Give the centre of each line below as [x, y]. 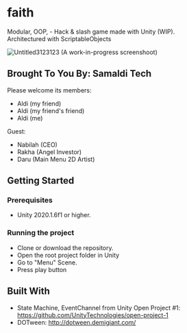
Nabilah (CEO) [37, 145]
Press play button [42, 269]
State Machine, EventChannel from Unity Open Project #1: [99, 308]
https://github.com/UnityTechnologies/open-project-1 [93, 315]
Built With [28, 292]
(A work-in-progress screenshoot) [109, 52]
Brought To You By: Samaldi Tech [79, 74]
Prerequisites [30, 200]
